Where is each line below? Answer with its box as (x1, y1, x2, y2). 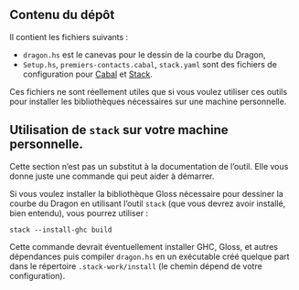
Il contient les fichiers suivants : (9, 31, 129, 42)
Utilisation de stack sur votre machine (9, 122, 229, 138)
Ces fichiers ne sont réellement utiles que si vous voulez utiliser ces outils (9, 86, 288, 97)
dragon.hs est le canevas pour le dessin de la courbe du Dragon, (22, 49, 266, 60)
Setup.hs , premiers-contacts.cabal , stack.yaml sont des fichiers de (22, 58, 277, 69)
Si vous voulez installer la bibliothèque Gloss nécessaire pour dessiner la (9, 188, 283, 199)
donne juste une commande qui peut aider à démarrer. (9, 171, 215, 181)
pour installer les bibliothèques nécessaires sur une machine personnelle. (9, 96, 287, 107)
